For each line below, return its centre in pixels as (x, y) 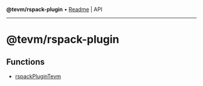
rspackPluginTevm (38, 76)
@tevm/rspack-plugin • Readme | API (54, 9)
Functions (26, 61)
